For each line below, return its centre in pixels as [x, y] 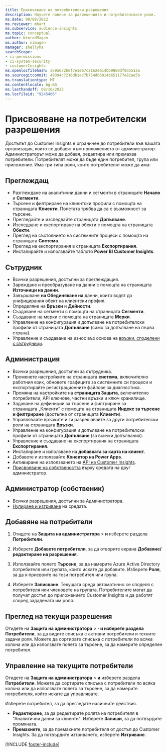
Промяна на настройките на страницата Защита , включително [80, 393]
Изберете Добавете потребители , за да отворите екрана [74, 549]
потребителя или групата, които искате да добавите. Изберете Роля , [87, 570]
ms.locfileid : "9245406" [31, 94]
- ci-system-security [28, 61]
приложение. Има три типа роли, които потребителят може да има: [78, 165]
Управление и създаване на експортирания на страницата [75, 441]
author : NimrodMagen [27, 38]
